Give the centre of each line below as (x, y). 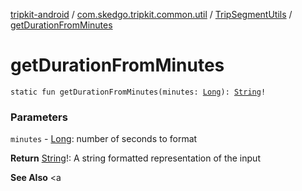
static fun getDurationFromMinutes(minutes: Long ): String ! (138, 92)
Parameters (39, 117)
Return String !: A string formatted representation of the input (135, 158)
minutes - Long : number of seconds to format (104, 139)
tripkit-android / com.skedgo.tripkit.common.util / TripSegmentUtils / (151, 14)
